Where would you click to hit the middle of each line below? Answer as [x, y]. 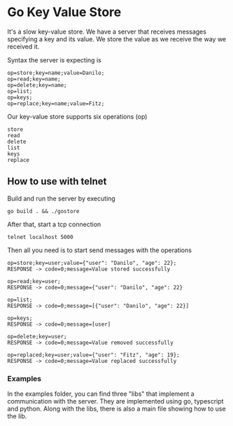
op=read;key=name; [34, 79]
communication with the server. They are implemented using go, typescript [115, 401]
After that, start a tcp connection [54, 224]
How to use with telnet [57, 182]
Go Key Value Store [64, 12]
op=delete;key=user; [37, 336]
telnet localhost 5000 [40, 237]
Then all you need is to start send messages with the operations [100, 250]
